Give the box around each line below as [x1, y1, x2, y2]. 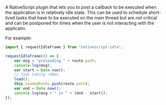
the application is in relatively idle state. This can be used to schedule [5, 9, 148, 15]
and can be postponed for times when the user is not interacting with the [5, 20, 155, 26]
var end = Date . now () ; [14, 86, 61, 91]
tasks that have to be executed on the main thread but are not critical [16, 15, 158, 20]
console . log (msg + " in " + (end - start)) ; [14, 91, 108, 96]
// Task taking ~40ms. [14, 72, 61, 77]
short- [148, 9, 162, 15]
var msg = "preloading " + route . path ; [14, 58, 97, 63]
